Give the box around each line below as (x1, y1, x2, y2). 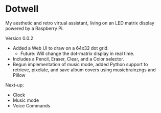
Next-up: (5, 82, 24, 88)
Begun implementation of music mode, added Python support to (12, 61, 148, 67)
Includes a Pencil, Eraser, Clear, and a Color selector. (12, 55, 124, 62)
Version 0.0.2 (5, 35, 33, 41)
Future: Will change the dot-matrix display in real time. (20, 50, 134, 56)
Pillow (12, 72, 26, 78)
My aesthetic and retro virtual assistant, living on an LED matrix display (5, 20, 155, 26)
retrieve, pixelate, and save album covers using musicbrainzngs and (12, 67, 156, 73)
